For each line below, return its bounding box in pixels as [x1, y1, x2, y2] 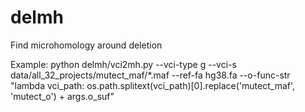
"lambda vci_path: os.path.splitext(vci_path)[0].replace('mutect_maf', [10, 79, 296, 91]
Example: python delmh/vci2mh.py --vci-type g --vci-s [10, 58, 237, 70]
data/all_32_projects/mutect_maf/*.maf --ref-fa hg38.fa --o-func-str [10, 69, 291, 81]
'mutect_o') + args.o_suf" [10, 90, 115, 102]
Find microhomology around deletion [10, 39, 163, 51]
